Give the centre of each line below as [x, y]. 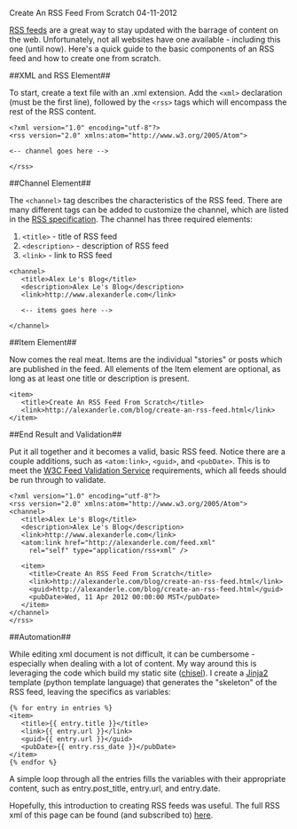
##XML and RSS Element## [60, 75]
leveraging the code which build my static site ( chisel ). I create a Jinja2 [139, 673]
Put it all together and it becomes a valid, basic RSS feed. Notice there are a [148, 451]
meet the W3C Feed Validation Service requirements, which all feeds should [148, 470]
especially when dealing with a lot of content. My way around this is [133, 663]
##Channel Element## [50, 183]
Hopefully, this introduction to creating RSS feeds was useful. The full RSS [145, 805]
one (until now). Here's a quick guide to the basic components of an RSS [142, 49]
